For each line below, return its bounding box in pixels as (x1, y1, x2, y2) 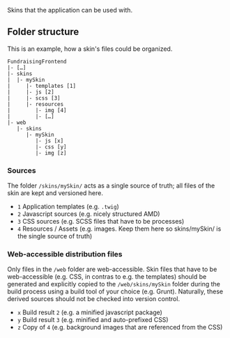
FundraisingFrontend (7, 58, 68, 65)
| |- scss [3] (7, 94, 61, 102)
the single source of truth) (17, 232, 93, 240)
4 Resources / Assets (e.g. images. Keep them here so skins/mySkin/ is (17, 224, 222, 233)
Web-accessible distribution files (7, 249, 123, 259)
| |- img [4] (7, 107, 68, 114)
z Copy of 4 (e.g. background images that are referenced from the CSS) (17, 323, 223, 332)
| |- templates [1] (7, 82, 77, 89)
